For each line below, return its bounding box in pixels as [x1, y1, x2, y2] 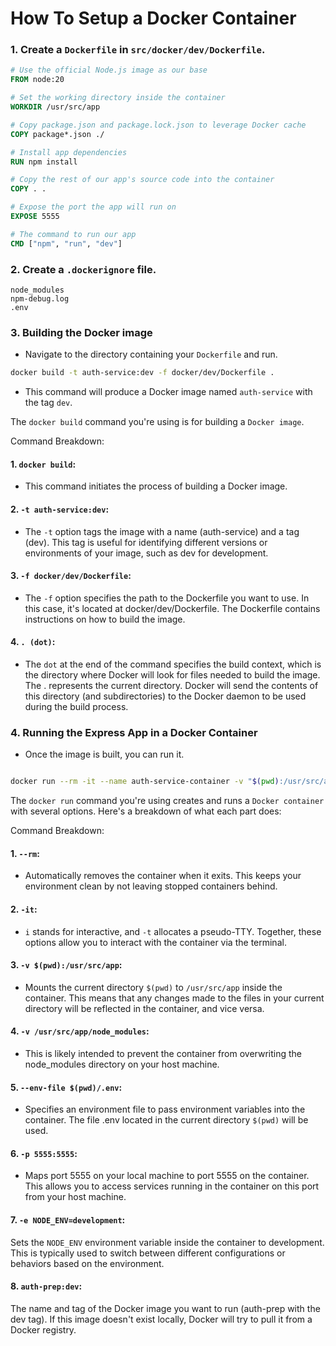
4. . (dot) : [10, 636, 56, 648]
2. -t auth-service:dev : [10, 503, 110, 515]
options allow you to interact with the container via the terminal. [24, 936, 287, 948]
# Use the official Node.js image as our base [10, 65, 208, 76]
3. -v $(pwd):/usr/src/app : [10, 959, 123, 971]
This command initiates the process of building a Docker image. [24, 480, 288, 492]
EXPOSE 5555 [10, 212, 60, 222]
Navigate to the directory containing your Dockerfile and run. [24, 348, 278, 361]
